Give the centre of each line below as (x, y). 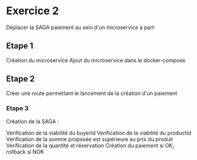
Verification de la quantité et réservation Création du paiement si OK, (90, 145)
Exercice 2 (33, 11)
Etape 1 (20, 46)
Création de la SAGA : (33, 121)
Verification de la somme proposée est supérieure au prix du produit (90, 139)
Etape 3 (17, 108)
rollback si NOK (25, 152)
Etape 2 (20, 79)
